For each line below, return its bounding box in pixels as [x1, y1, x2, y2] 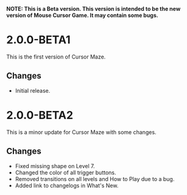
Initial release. [15, 87, 51, 94]
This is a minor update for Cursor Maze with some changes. [6, 128, 157, 136]
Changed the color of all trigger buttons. [15, 169, 117, 176]
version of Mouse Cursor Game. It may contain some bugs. [6, 12, 158, 19]
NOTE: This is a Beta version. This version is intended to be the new [6, 5, 181, 12]
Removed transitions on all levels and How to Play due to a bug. [15, 175, 175, 182]
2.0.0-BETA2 [6, 108, 74, 122]
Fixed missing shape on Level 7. [15, 162, 95, 169]
